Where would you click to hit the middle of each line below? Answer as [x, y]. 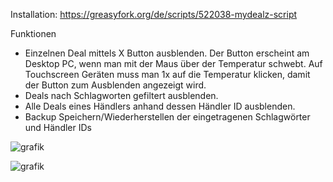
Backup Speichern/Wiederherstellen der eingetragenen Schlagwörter [167, 117]
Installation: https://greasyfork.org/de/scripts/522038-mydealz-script [154, 14]
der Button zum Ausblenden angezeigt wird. [115, 85]
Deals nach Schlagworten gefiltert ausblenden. [121, 95]
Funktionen [33, 33]
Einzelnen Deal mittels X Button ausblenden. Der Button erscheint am [167, 53]
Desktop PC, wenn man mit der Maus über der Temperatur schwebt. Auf [173, 63]
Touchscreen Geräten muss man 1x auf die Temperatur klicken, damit [167, 74]
